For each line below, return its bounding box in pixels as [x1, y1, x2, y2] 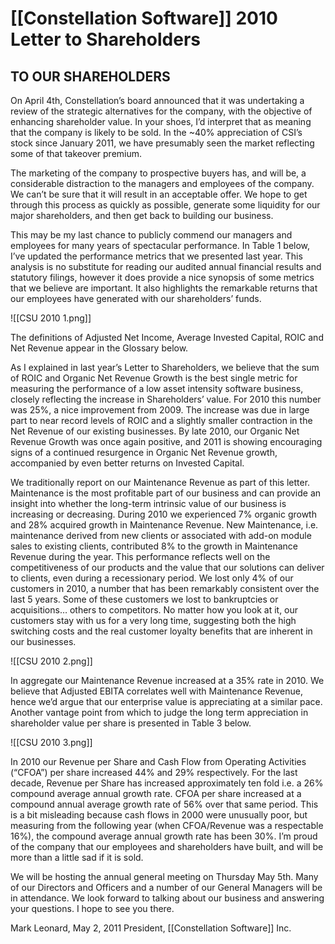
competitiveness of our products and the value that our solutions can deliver [10, 562, 325, 573]
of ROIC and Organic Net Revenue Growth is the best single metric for [10, 372, 298, 384]
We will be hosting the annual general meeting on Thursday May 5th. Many [10, 871, 319, 882]
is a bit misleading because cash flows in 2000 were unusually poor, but [10, 809, 308, 821]
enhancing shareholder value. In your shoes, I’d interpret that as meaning [10, 116, 312, 127]
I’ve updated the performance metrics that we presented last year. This [10, 250, 303, 262]
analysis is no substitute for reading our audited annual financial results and [10, 261, 322, 272]
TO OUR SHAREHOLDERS [10, 68, 171, 85]
